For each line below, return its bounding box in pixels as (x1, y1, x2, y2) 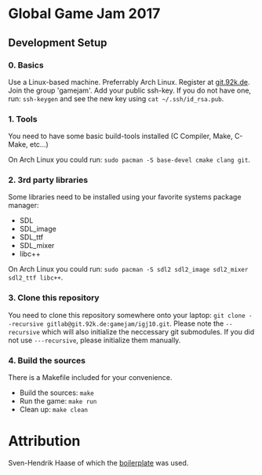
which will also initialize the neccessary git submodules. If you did (42, 327, 255, 336)
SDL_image (19, 225, 56, 234)
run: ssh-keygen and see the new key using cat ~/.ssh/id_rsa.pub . (8, 93, 224, 103)
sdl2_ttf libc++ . (8, 272, 64, 283)
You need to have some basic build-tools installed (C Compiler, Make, (8, 131, 233, 141)
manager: (8, 201, 39, 210)
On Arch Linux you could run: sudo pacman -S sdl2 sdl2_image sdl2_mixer (8, 265, 249, 274)
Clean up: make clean (19, 405, 89, 415)
